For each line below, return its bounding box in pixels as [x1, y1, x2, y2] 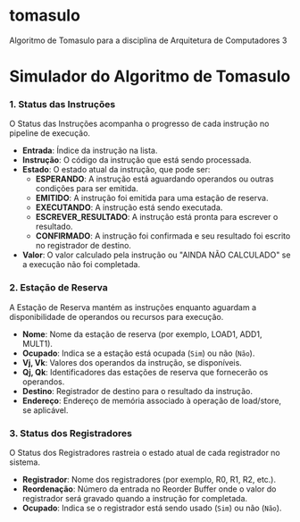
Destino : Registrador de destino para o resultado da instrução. [21, 385, 253, 396]
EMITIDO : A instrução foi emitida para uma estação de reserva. [35, 193, 269, 204]
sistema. [9, 457, 40, 467]
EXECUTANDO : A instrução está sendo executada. [35, 202, 223, 213]
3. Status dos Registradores [9, 426, 132, 439]
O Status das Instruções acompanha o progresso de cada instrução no [9, 118, 270, 130]
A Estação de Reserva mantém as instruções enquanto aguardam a [9, 301, 257, 313]
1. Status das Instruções [9, 98, 116, 111]
